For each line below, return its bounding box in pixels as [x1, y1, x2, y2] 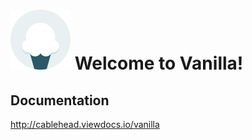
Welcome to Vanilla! [74, 52, 244, 75]
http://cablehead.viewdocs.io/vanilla [10, 119, 160, 130]
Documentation [10, 92, 110, 109]
